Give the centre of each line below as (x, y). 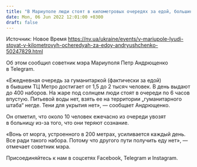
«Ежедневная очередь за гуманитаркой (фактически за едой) (84, 80)
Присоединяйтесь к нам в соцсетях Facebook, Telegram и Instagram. (92, 158)
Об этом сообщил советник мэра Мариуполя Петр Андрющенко (87, 63)
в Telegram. (21, 69)
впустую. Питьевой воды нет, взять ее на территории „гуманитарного (94, 99)
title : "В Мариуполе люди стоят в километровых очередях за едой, (89, 11)
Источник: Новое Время (36, 39)
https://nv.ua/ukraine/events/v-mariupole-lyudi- (125, 39)
